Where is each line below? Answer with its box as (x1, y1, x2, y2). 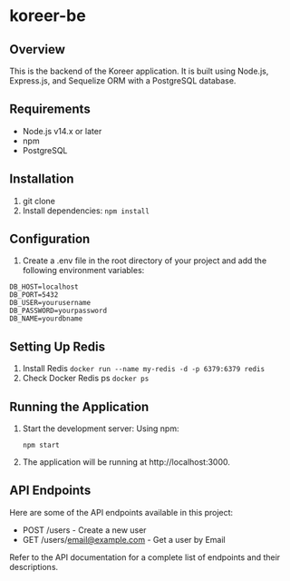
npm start (22, 441, 61, 450)
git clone (22, 195, 56, 206)
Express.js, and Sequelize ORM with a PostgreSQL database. (9, 75, 237, 86)
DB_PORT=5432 (9, 290, 59, 300)
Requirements (9, 102, 91, 117)
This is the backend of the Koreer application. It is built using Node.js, (9, 65, 269, 76)
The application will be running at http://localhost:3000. (22, 457, 231, 468)
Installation (9, 172, 74, 187)
